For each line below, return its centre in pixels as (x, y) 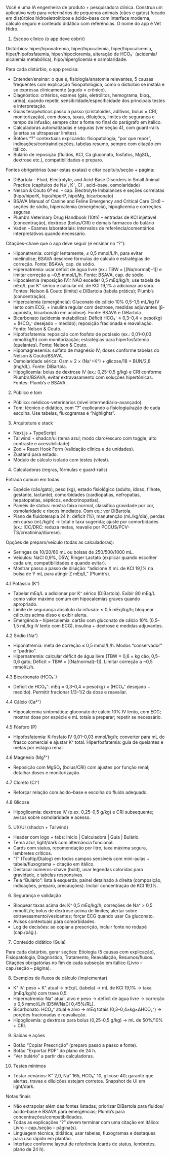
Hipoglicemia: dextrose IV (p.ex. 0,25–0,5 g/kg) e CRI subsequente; (83, 812)
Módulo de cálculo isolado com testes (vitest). (61, 460)
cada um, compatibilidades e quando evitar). (60, 563)
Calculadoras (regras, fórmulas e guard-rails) (60, 470)
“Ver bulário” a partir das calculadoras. (53, 1056)
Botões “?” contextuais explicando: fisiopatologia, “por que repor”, (82, 138)
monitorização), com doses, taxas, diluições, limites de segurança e (84, 117)
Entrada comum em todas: (33, 480)
